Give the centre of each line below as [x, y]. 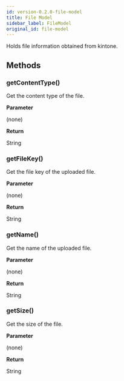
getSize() [20, 311]
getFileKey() [25, 159]
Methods [24, 65]
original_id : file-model [38, 29]
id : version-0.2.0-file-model [44, 12]
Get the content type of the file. [45, 95]
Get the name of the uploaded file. [49, 248]
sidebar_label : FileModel [39, 23]
